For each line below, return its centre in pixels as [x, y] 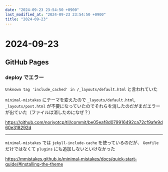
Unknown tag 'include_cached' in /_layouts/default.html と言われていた [81, 89]
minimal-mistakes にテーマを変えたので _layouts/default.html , [70, 100]
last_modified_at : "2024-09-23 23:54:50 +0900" [56, 14]
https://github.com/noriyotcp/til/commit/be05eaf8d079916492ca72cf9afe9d [84, 122]
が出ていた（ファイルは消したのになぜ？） [49, 112]
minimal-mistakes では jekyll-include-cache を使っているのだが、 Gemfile [82, 142]
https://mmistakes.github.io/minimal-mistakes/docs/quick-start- [71, 159]
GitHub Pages [27, 62]
